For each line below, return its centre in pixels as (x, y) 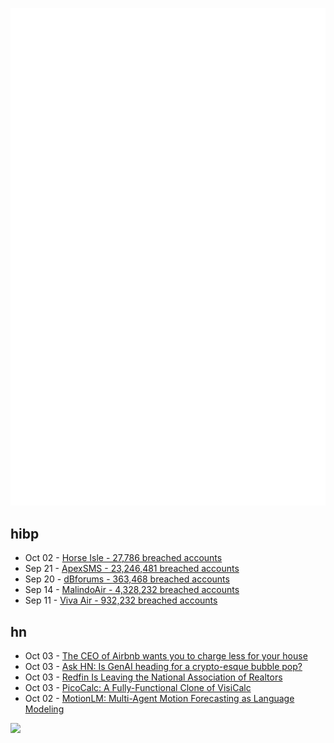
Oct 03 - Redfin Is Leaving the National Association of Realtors (153, 677)
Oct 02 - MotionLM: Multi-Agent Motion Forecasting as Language (159, 699)
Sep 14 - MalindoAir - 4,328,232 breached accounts (132, 590)
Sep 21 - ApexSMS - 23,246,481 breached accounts (132, 569)
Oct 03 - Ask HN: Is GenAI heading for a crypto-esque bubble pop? (163, 667)
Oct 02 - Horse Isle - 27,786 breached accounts (123, 558)
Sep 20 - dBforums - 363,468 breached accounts (127, 579)
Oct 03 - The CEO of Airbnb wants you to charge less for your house (166, 656)
